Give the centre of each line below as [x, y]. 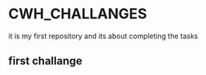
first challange [45, 61]
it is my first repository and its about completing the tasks [103, 36]
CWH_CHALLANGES [78, 14]
